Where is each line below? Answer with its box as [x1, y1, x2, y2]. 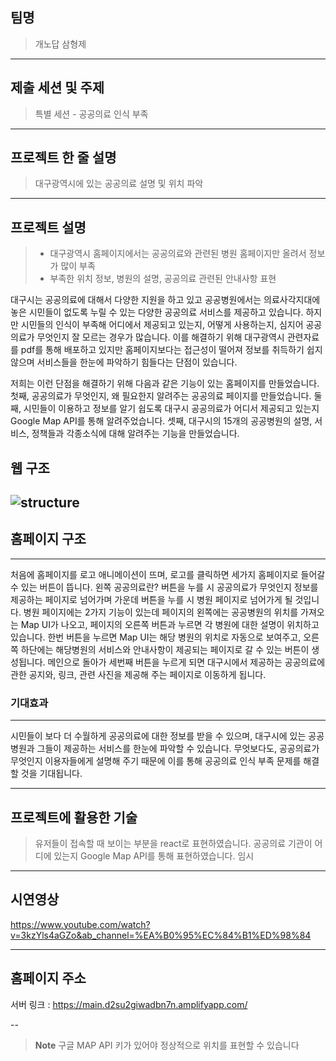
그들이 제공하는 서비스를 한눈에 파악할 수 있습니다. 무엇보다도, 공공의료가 [36, 743, 320, 755]
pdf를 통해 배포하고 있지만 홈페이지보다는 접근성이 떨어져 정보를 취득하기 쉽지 [20, 344, 323, 356]
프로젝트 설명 [10, 219, 87, 236]
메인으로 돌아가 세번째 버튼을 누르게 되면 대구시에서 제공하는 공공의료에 [47, 656, 326, 668]
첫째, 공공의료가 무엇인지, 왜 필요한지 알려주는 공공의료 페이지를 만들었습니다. [10, 390, 312, 402]
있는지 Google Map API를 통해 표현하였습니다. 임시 [53, 849, 255, 862]
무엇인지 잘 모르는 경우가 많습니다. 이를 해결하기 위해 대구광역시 [36, 331, 285, 343]
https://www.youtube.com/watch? [10, 918, 151, 930]
